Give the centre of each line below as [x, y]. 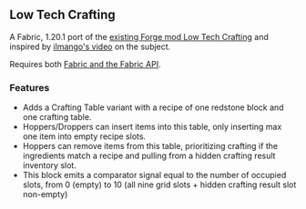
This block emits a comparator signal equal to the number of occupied [154, 175]
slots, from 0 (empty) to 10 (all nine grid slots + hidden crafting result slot [159, 184]
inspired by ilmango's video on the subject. [90, 46]
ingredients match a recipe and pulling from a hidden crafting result [149, 156]
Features [30, 87]
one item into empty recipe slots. [84, 136]
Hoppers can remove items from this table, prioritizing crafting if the [150, 146]
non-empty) [45, 194]
